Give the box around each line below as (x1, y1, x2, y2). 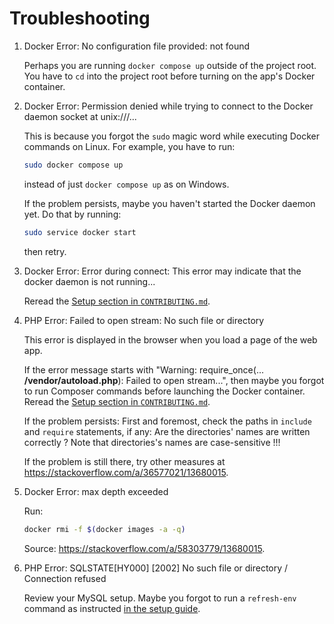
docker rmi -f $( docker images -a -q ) (23, 524, 186, 534)
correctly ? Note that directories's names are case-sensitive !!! (23, 436, 281, 448)
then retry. (23, 245, 67, 257)
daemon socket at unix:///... (23, 110, 137, 122)
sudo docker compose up (23, 160, 124, 170)
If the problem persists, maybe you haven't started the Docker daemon (23, 197, 316, 209)
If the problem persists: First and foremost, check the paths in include (23, 415, 312, 427)
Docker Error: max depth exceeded (23, 485, 169, 497)
